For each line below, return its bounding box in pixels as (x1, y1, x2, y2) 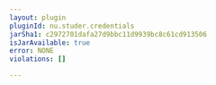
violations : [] (9, 55, 67, 64)
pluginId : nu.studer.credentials (9, 21, 135, 30)
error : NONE (9, 47, 54, 55)
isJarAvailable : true (9, 38, 91, 47)
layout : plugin (9, 13, 67, 22)
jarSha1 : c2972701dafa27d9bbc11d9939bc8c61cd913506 (9, 30, 207, 38)
